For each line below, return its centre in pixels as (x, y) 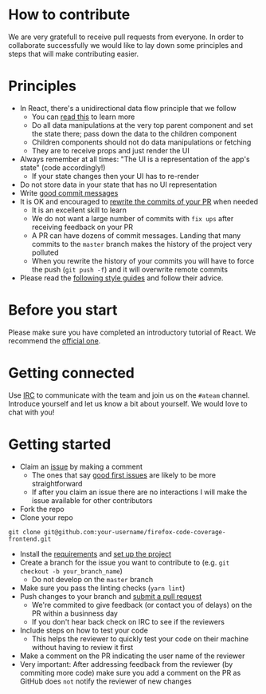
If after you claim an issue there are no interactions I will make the (139, 492)
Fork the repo (42, 509)
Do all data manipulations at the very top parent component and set (142, 125)
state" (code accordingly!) (63, 167)
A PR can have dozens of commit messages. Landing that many (136, 235)
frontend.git (30, 539)
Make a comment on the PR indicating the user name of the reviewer (132, 656)
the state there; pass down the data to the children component (134, 133)
